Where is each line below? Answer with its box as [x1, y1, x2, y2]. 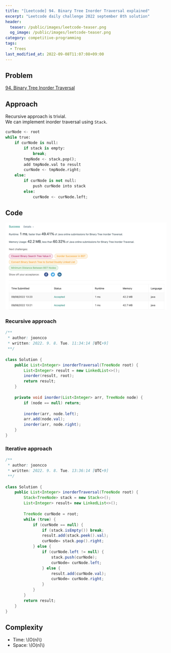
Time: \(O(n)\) [12, 637, 42, 643]
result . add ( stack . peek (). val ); [41, 533, 109, 539]
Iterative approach [5, 445, 52, 452]
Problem [5, 71, 33, 80]
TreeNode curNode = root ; [24, 511, 79, 516]
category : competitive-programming [5, 35, 81, 41]
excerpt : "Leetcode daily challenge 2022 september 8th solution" [5, 13, 150, 19]
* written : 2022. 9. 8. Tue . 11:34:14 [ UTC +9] [7, 341, 109, 346]
